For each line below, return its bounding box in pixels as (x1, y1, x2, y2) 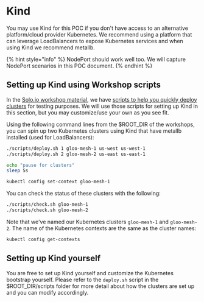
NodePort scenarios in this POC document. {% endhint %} (6, 62, 153, 69)
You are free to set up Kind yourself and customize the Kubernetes (6, 269, 174, 276)
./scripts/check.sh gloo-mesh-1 (6, 202, 88, 208)
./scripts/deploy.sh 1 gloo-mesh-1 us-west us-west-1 (6, 145, 146, 152)
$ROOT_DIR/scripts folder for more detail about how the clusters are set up (6, 282, 195, 290)
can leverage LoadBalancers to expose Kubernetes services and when (6, 37, 184, 44)
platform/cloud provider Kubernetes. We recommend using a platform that (6, 30, 192, 38)
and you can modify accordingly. (6, 289, 89, 296)
